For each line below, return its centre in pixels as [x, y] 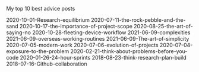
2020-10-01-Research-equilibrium [48, 20]
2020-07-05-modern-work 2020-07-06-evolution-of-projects [82, 45]
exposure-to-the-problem [38, 51]
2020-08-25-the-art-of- [163, 26]
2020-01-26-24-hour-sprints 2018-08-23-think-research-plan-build [103, 58]
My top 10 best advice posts [41, 9]
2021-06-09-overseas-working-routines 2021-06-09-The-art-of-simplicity [98, 39]
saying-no [19, 32]
